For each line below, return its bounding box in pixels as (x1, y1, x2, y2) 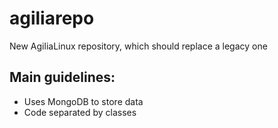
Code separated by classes (23, 106, 137, 118)
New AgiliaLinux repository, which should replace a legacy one (9, 40, 268, 52)
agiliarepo (9, 7, 95, 30)
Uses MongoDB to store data (23, 95, 144, 107)
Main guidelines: (9, 69, 116, 86)
